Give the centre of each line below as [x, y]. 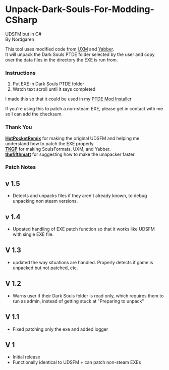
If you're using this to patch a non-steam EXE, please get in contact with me [84, 109]
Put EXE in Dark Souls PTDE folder [48, 84]
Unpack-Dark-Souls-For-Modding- [80, 9]
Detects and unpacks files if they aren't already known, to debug [80, 196]
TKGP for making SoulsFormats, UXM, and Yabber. [58, 149]
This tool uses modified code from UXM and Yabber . [60, 49]
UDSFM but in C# [23, 34]
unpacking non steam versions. [45, 201]
